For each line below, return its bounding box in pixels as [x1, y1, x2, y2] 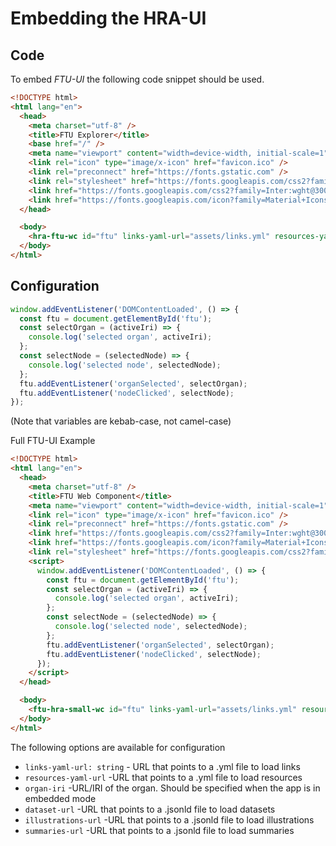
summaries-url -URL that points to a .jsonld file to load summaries [24, 824, 295, 836]
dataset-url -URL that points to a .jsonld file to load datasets [24, 803, 276, 815]
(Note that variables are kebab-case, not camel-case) [10, 415, 232, 427]
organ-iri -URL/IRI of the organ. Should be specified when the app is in [24, 782, 321, 794]
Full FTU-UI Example [10, 435, 96, 447]
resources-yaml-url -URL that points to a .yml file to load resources [24, 771, 303, 783]
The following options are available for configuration [10, 741, 226, 753]
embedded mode [24, 792, 97, 804]
